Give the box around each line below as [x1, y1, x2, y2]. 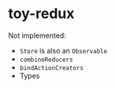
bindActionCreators [19, 64, 84, 71]
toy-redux [8, 5, 75, 23]
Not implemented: [8, 31, 67, 40]
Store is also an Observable [19, 46, 108, 55]
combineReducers [19, 56, 73, 64]
